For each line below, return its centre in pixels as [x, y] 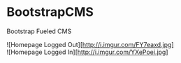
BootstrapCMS [50, 12]
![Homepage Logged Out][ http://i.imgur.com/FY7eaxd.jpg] [90, 44]
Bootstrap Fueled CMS [39, 31]
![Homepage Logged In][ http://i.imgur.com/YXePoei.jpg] [87, 52]
